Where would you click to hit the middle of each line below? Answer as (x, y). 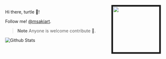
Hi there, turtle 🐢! (22, 12)
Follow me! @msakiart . (28, 21)
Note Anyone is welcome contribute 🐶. (57, 31)
